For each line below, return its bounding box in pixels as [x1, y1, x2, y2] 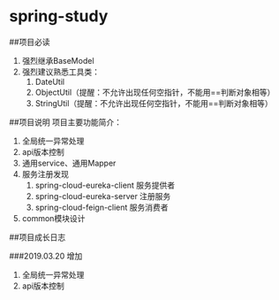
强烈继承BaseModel [21, 55, 94, 65]
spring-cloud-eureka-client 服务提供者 [34, 180, 176, 190]
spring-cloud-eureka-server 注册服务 [34, 190, 171, 201]
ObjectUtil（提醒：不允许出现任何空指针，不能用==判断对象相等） [34, 87, 275, 97]
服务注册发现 [21, 168, 69, 179]
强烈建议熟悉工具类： [21, 66, 100, 77]
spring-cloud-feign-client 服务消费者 [34, 202, 170, 212]
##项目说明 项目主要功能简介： [9, 117, 122, 127]
